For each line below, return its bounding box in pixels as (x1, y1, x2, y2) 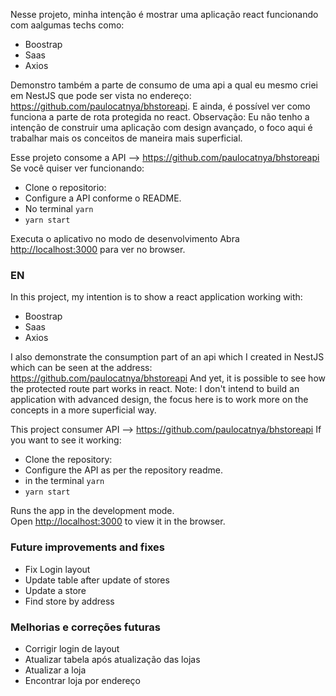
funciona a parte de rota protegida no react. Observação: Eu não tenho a (10, 111, 310, 123)
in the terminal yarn (24, 475, 105, 487)
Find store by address (24, 595, 115, 607)
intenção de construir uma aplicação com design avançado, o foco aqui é (10, 122, 313, 133)
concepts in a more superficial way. (10, 404, 157, 416)
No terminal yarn (24, 203, 94, 214)
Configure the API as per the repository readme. (24, 464, 223, 476)
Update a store (24, 584, 87, 596)
